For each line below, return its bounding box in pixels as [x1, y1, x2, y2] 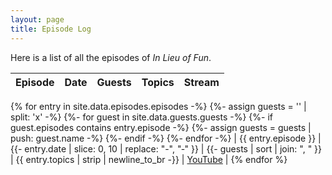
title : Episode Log [10, 24, 92, 34]
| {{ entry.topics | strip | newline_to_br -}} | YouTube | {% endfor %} [10, 153, 288, 165]
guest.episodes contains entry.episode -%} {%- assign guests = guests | [10, 121, 312, 133]
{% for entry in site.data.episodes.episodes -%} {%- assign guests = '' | [10, 100, 307, 112]
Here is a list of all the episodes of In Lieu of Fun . [10, 51, 212, 63]
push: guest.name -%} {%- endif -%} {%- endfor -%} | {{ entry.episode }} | [10, 132, 322, 144]
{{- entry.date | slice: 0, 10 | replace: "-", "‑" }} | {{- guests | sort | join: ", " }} [10, 142, 323, 155]
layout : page [10, 14, 65, 25]
